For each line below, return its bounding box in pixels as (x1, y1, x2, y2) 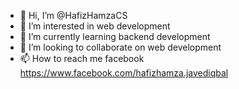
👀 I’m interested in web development (19, 20, 171, 32)
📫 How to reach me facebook (19, 53, 145, 64)
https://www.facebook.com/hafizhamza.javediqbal (19, 67, 229, 79)
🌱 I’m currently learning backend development (19, 31, 211, 42)
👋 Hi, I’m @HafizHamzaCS (19, 10, 128, 21)
